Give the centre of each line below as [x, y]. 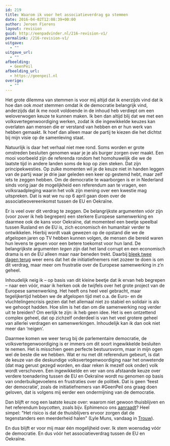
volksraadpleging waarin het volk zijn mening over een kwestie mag [76, 190]
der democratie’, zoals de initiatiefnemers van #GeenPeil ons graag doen [81, 387]
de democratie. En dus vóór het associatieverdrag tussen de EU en [75, 433]
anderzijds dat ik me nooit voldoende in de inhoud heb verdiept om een [80, 110]
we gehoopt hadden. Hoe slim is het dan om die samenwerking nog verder [83, 307]
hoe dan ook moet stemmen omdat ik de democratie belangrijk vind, [77, 105]
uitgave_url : [19, 52]
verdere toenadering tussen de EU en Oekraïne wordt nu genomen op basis [84, 376]
